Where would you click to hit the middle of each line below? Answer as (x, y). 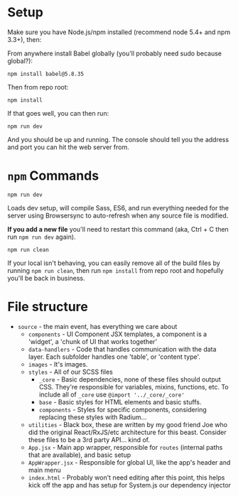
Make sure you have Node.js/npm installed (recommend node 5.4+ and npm (119, 32)
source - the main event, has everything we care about (97, 326)
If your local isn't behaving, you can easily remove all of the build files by (114, 263)
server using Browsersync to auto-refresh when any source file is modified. (118, 215)
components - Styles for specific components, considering (123, 409)
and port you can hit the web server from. (68, 147)
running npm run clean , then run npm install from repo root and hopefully (115, 270)
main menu (45, 470)
